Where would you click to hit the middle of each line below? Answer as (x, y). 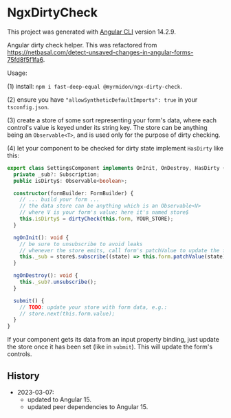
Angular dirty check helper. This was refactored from (82, 45)
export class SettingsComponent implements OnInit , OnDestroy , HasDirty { (117, 168)
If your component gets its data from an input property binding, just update (113, 340)
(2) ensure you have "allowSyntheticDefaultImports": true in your (102, 99)
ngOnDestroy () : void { (46, 276)
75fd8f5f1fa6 (25, 59)
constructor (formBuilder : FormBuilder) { (74, 193)
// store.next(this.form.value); (67, 313)
